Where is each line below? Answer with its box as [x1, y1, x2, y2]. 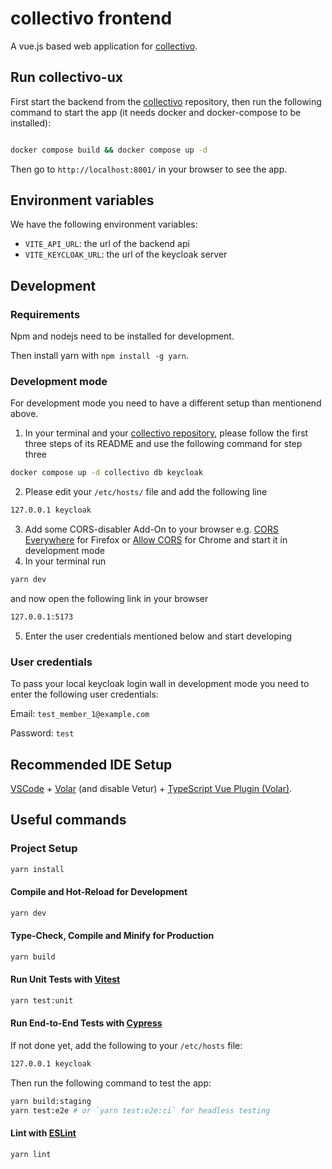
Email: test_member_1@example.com [10, 708, 150, 720]
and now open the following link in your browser [10, 593, 209, 605]
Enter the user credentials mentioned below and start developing [24, 630, 293, 642]
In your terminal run [24, 555, 107, 567]
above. [10, 408, 39, 420]
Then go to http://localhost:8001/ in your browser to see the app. [10, 163, 288, 175]
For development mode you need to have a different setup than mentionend [10, 397, 322, 409]
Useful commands [10, 812, 127, 829]
